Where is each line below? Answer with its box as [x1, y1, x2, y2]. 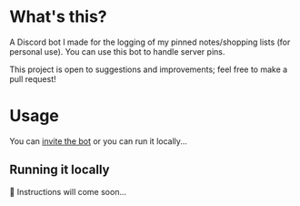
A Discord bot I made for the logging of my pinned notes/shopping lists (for [9, 36, 291, 47]
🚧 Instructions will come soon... [9, 186, 127, 197]
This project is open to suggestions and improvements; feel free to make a [9, 64, 288, 75]
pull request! [9, 73, 56, 84]
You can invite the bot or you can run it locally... [9, 135, 188, 147]
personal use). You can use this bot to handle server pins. [9, 46, 225, 57]
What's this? [9, 6, 107, 27]
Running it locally [9, 162, 110, 178]
